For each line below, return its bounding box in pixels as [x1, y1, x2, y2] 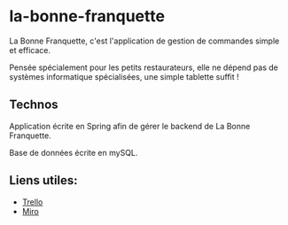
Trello [21, 197, 43, 207]
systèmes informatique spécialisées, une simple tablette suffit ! [9, 71, 239, 81]
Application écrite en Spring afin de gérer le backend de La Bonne [9, 120, 251, 131]
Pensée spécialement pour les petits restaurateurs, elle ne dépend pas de [9, 62, 279, 73]
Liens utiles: [9, 173, 78, 188]
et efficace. [9, 44, 51, 55]
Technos [9, 97, 59, 112]
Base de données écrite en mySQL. [9, 147, 138, 158]
